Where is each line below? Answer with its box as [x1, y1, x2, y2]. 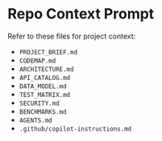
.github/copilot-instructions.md [19, 125, 132, 133]
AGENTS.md [19, 116, 53, 124]
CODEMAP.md [19, 57, 56, 65]
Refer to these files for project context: [7, 31, 136, 41]
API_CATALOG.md [19, 74, 71, 82]
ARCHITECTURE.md [19, 65, 74, 73]
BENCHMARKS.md [19, 107, 67, 116]
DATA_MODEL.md [19, 82, 67, 91]
